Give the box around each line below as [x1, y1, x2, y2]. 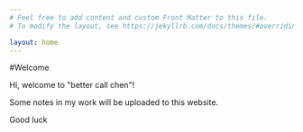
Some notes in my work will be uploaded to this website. [9, 97, 219, 108]
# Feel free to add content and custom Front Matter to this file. [9, 13, 269, 22]
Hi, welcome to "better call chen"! [9, 80, 135, 91]
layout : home [9, 38, 59, 47]
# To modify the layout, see [9, 22, 119, 31]
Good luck [9, 114, 48, 126]
